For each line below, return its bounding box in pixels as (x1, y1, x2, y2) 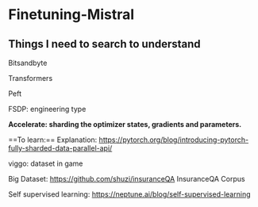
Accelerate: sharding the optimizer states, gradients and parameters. (8, 120, 242, 128)
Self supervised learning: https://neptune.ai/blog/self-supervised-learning (8, 190, 251, 199)
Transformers (8, 74, 53, 82)
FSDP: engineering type (8, 105, 87, 113)
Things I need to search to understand (8, 37, 201, 51)
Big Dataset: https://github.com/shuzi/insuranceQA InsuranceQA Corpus (8, 174, 245, 183)
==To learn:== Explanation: (8, 135, 98, 144)
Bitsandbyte (8, 58, 48, 67)
